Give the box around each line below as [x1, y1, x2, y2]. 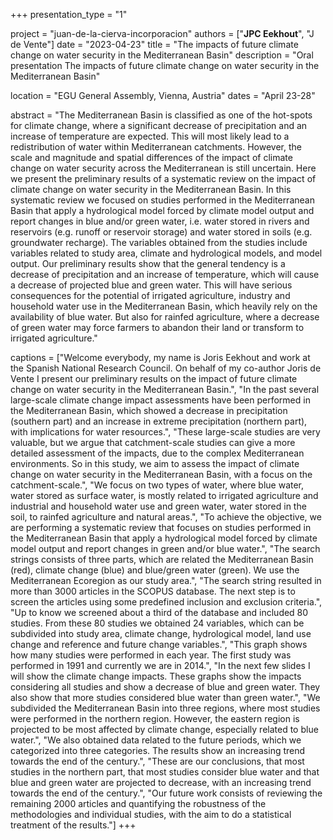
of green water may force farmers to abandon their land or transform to [10, 322, 305, 333]
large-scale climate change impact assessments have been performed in [10, 394, 311, 406]
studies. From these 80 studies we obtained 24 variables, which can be [10, 617, 305, 629]
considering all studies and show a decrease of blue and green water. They [10, 681, 321, 693]
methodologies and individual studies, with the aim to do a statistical [10, 809, 292, 820]
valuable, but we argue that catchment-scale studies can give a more [10, 437, 296, 448]
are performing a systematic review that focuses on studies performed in [10, 522, 312, 533]
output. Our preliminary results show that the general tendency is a [10, 258, 286, 269]
